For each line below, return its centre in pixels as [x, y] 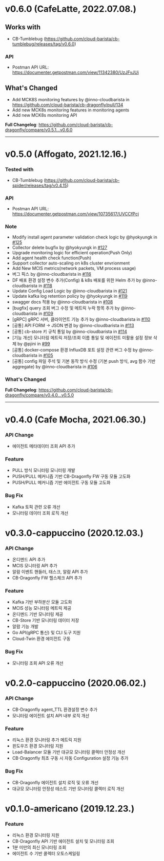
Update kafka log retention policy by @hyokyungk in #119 [70, 296]
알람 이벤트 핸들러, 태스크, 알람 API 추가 [50, 572]
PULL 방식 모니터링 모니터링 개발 [44, 470]
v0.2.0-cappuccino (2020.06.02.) [76, 683]
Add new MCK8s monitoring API [44, 115]
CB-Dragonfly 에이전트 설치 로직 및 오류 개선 [55, 782]
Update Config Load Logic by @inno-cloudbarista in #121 [70, 291]
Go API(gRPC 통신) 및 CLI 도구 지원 [46, 633]
